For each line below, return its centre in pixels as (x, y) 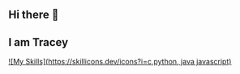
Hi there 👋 (34, 15)
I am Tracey (39, 42)
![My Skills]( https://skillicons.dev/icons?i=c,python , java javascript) (120, 62)
